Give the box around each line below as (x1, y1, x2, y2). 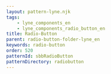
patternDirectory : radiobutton (6, 58, 84, 64)
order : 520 (6, 48, 33, 54)
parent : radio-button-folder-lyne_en (6, 36, 100, 42)
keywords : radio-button (6, 42, 66, 48)
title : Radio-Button (6, 31, 58, 37)
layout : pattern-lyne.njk (6, 8, 70, 15)
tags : (6, 14, 20, 20)
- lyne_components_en (17, 20, 70, 26)
